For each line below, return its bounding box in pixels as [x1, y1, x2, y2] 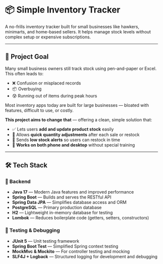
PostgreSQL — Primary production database [12, 205, 102, 211]
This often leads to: [5, 70, 44, 76]
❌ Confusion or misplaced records [12, 80, 81, 86]
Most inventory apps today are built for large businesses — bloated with [5, 102, 149, 108]
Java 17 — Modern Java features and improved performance [12, 189, 134, 195]
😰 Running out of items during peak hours [12, 93, 98, 99]
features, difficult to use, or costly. [5, 107, 74, 113]
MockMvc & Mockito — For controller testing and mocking [12, 248, 130, 254]
